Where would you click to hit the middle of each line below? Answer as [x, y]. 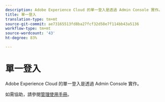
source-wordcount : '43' [30, 33]
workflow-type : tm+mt [28, 29]
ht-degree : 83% [21, 38]
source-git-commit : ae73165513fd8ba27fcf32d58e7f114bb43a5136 [72, 24]
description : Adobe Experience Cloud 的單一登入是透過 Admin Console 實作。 [84, 10]
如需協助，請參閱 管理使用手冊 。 [38, 94]
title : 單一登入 [21, 15]
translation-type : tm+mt [31, 19]
